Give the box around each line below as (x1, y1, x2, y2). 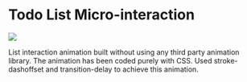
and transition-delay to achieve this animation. (45, 64, 199, 74)
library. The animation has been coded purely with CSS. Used (8, 55, 212, 65)
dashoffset (8, 64, 44, 74)
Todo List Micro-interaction (8, 6, 196, 24)
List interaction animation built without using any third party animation (8, 47, 240, 57)
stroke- (213, 55, 239, 65)
